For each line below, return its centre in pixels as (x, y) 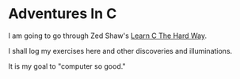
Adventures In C (63, 14)
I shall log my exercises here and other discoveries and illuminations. (120, 51)
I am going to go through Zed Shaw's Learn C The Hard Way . (108, 36)
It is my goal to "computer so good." (67, 66)
